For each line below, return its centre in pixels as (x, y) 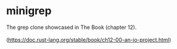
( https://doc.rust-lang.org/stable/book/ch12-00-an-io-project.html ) (89, 40)
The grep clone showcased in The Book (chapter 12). (71, 27)
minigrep (29, 11)
